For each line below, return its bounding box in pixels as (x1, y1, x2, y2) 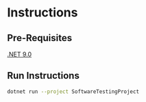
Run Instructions (7, 70, 80, 81)
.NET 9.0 (7, 50, 32, 58)
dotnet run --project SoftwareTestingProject (7, 88, 139, 95)
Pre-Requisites (7, 32, 73, 44)
